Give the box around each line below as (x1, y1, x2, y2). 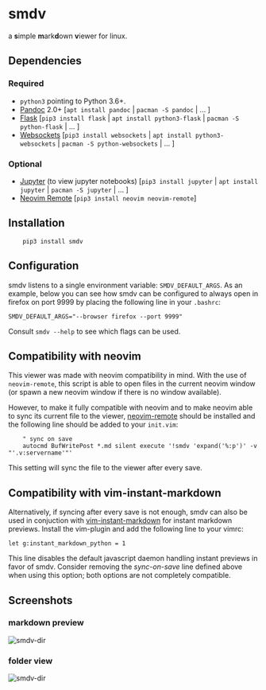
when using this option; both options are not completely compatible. (8, 571, 232, 580)
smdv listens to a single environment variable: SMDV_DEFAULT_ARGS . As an (8, 280, 243, 290)
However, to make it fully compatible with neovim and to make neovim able (8, 403, 253, 412)
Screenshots (8, 594, 73, 607)
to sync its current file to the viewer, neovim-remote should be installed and (8, 411, 256, 421)
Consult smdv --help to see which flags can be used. (8, 326, 181, 336)
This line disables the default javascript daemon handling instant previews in (8, 554, 258, 563)
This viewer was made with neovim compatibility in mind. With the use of (8, 371, 247, 380)
